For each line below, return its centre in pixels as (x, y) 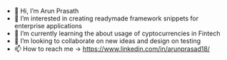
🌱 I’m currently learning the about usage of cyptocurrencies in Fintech (117, 33)
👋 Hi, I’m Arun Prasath (46, 11)
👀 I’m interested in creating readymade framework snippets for (106, 18)
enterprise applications (48, 26)
